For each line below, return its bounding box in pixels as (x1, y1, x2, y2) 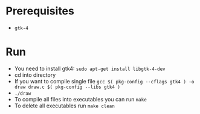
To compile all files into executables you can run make (14, 95, 147, 103)
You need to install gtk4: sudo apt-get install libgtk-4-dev (14, 65, 166, 72)
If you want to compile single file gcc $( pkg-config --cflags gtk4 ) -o (14, 77, 195, 85)
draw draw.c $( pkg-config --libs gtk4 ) (14, 84, 120, 90)
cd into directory (14, 71, 56, 79)
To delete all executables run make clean (14, 102, 115, 109)
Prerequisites (5, 4, 75, 18)
